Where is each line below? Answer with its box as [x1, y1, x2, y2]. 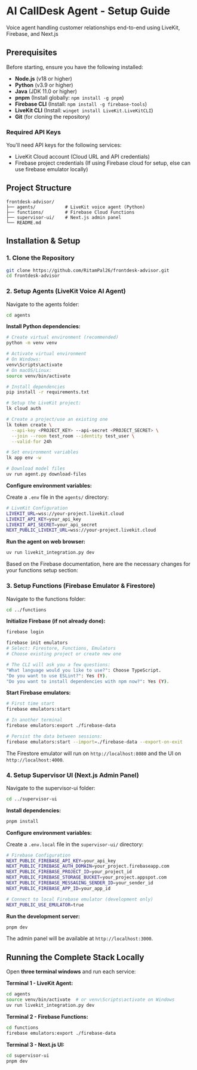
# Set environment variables [6, 449, 79, 455]
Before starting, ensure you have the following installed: [6, 63, 143, 70]
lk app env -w [6, 455, 42, 461]
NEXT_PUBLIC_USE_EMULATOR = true [6, 902, 84, 908]
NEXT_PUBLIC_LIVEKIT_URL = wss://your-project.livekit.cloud [6, 527, 156, 534]
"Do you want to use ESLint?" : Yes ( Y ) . [6, 673, 109, 679]
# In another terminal [6, 717, 63, 723]
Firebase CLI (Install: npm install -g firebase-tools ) [14, 100, 147, 107]
